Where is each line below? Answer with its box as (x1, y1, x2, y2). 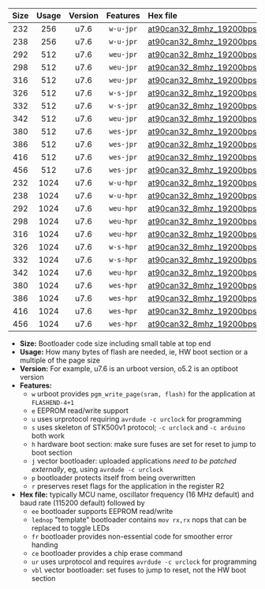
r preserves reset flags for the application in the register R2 (31, 482, 225, 490)
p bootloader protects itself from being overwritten (31, 473, 196, 482)
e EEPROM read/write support (31, 406, 129, 415)
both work (31, 431, 65, 441)
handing (31, 540, 58, 550)
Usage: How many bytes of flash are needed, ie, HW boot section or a (19, 347, 248, 356)
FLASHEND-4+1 (31, 399, 75, 407)
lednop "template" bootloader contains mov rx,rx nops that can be (31, 515, 247, 524)
